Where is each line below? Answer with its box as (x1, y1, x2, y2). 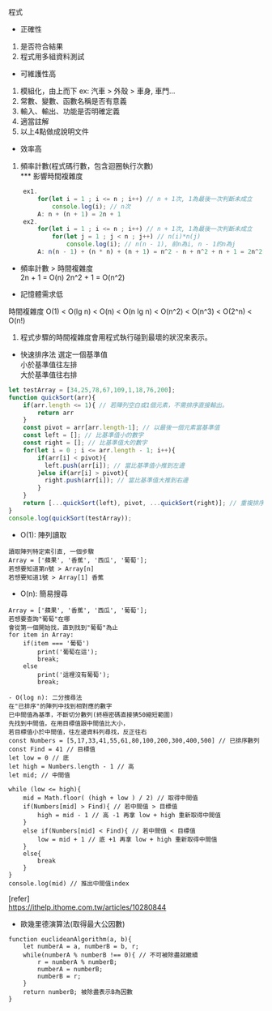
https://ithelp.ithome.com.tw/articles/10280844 (8, 902, 167, 912)
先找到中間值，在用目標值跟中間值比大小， (8, 719, 130, 727)
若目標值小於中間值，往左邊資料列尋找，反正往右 (8, 728, 147, 736)
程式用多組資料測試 (19, 52, 85, 61)
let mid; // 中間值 (8, 771, 70, 779)
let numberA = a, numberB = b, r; (23, 942, 139, 950)
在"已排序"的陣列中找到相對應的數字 (8, 702, 113, 710)
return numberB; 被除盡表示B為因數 (23, 987, 134, 996)
